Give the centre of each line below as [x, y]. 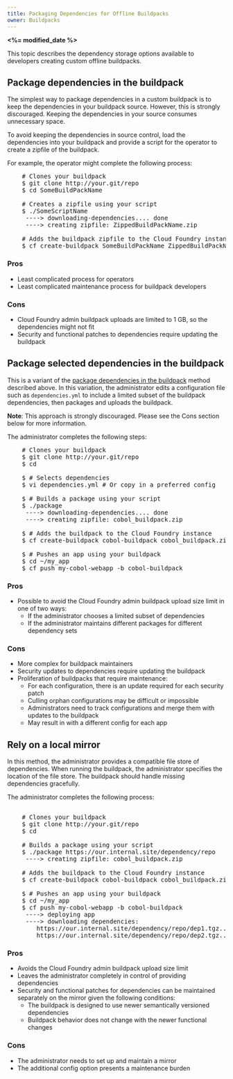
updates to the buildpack [63, 715]
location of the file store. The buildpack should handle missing [96, 777]
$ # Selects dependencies [66, 478]
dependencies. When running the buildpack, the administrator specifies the [115, 769]
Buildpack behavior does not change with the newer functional [117, 1020]
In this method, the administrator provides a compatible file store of [103, 761]
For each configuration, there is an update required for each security [126, 686]
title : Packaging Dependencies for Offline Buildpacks [88, 14]
